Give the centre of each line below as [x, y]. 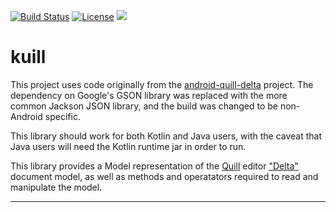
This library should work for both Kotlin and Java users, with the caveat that [166, 136]
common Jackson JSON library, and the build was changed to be [144, 106]
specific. [62, 116]
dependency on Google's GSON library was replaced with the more [149, 95]
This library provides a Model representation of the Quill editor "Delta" [154, 166]
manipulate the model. [56, 187]
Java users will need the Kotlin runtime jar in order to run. [128, 146]
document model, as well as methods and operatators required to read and [164, 176]
